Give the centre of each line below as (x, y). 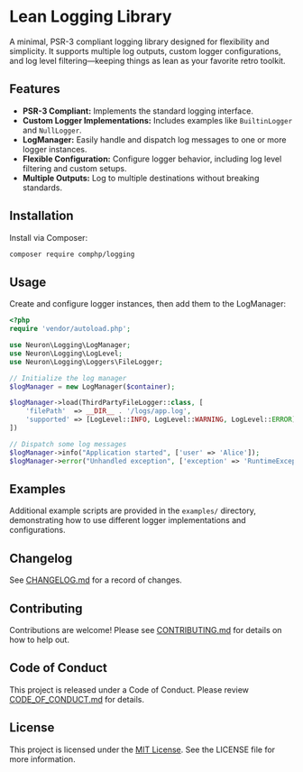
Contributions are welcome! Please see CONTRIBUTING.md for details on (146, 630)
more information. (42, 758)
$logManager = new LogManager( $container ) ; (92, 386)
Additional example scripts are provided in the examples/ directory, (133, 510)
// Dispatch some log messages (68, 444)
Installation (41, 216)
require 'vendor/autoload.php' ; (70, 329)
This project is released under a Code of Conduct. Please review (129, 689)
